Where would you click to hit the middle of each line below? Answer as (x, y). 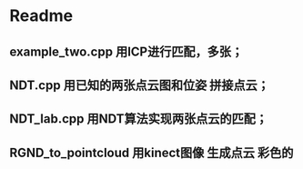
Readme (41, 16)
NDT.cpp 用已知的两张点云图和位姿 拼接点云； (140, 85)
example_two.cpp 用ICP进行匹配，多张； (126, 51)
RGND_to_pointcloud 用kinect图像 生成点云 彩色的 (151, 152)
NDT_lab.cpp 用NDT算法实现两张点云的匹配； (139, 119)
